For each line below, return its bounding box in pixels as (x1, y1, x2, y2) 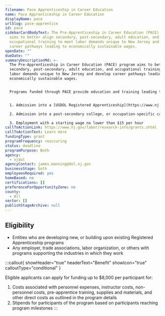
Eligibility (5, 221, 34, 230)
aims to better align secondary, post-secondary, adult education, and (9, 35, 160, 40)
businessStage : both (5, 166, 48, 171)
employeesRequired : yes (5, 171, 54, 176)
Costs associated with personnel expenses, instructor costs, (12, 284, 135, 290)
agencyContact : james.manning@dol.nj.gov (5, 161, 91, 167)
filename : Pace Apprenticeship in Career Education (5, 7, 113, 12)
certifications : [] (5, 180, 45, 185)
